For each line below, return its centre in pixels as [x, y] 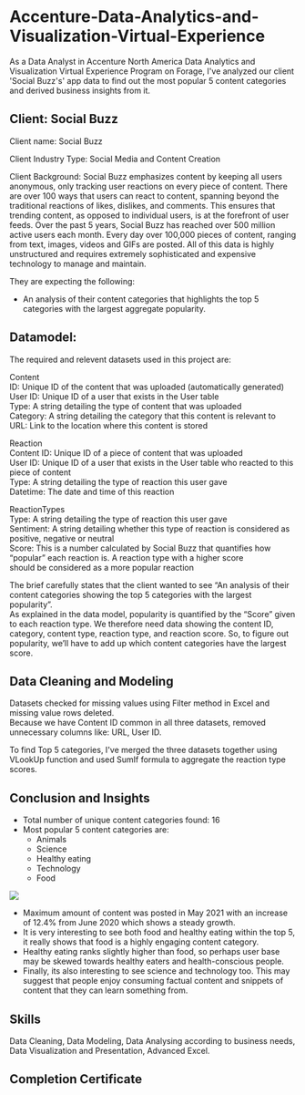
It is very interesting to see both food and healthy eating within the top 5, [159, 933]
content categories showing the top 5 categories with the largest [131, 594]
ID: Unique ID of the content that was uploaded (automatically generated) [147, 387]
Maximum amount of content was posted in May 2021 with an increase [155, 913]
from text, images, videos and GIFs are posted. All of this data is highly [142, 244]
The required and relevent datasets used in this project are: [121, 359]
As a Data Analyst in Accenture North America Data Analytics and [132, 61]
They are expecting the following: [72, 281]
